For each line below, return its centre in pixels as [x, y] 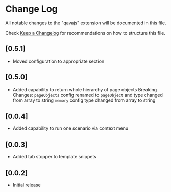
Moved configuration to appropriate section [58, 61]
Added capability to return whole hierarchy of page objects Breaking [85, 89]
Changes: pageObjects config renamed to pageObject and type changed [88, 95]
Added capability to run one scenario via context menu [70, 128]
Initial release [27, 185]
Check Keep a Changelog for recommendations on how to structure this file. [86, 33]
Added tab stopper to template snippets [55, 157]
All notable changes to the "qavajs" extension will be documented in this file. [86, 23]
